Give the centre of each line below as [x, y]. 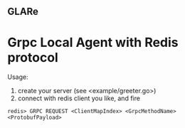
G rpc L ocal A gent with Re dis [93, 42]
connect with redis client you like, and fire [79, 98]
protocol [33, 57]
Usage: [18, 77]
